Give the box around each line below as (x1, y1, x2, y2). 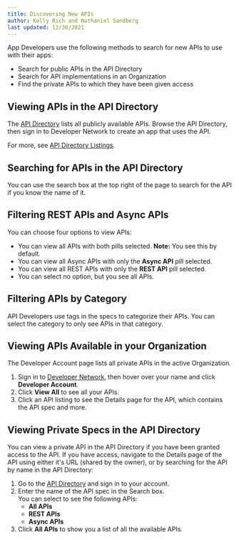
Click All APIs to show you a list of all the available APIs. (17, 525, 183, 534)
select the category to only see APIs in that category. (7, 319, 163, 328)
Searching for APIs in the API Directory (7, 161, 183, 174)
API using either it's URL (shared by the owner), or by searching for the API (7, 458, 228, 466)
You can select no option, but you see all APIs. (17, 272, 155, 281)
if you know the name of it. (7, 189, 86, 196)
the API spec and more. (17, 403, 87, 411)
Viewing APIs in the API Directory (7, 101, 159, 113)
